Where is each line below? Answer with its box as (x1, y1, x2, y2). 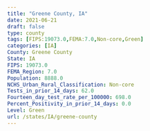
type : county (7, 29, 45, 37)
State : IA (7, 55, 36, 62)
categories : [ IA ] (7, 42, 57, 49)
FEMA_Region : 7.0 (7, 68, 57, 75)
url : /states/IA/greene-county (7, 113, 97, 120)
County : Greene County (7, 49, 73, 56)
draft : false (7, 23, 45, 30)
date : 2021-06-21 (7, 17, 57, 24)
